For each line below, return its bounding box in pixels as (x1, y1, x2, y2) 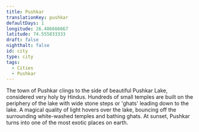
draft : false (6, 37, 39, 43)
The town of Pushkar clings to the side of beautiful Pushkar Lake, (6, 87, 168, 94)
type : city (6, 54, 34, 60)
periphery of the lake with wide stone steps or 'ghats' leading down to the (6, 100, 189, 107)
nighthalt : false (6, 43, 50, 49)
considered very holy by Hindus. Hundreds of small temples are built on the (6, 93, 194, 101)
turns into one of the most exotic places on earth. (6, 119, 129, 127)
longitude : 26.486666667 (6, 25, 69, 32)
